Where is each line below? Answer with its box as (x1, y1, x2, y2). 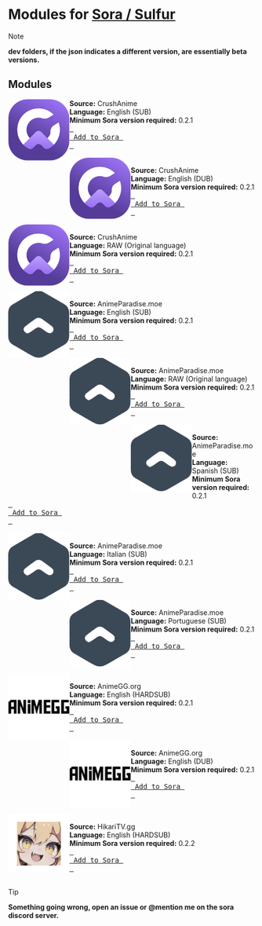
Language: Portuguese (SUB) (130, 616, 227, 625)
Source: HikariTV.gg (69, 822, 136, 831)
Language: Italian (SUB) (69, 549, 147, 558)
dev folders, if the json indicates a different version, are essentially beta (8, 46, 247, 56)
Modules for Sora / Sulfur (8, 5, 176, 24)
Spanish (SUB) (191, 466, 239, 475)
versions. (8, 55, 40, 64)
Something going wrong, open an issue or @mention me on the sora (8, 902, 235, 912)
